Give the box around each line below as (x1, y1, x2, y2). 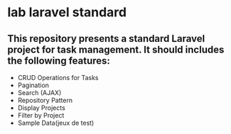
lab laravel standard (7, 4, 127, 21)
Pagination (17, 81, 50, 89)
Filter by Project (17, 111, 65, 119)
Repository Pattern (17, 96, 73, 104)
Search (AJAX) (17, 89, 62, 96)
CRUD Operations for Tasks (17, 74, 99, 82)
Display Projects (17, 104, 65, 112)
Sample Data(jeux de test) (17, 118, 95, 127)
